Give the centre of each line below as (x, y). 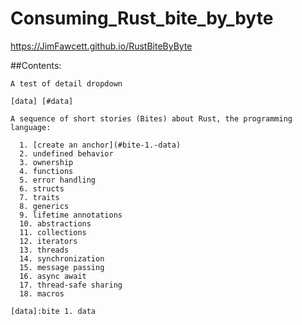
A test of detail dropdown (66, 83)
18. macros (42, 293)
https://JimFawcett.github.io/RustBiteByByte (101, 46)
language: (31, 127)
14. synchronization (62, 258)
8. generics (44, 206)
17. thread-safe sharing (71, 285)
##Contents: (36, 65)
